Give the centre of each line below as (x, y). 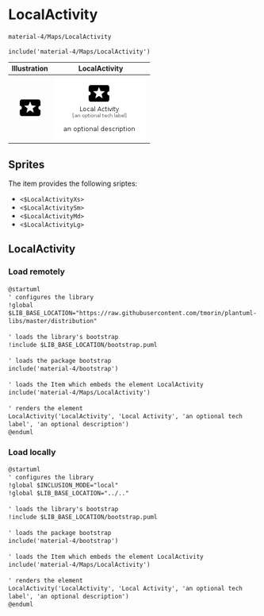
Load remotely (37, 271)
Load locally (32, 452)
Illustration (30, 68)
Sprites (27, 164)
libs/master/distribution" (53, 321)
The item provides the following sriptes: (73, 183)
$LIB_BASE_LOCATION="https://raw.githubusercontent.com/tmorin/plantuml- (133, 313)
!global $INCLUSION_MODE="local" (63, 485)
